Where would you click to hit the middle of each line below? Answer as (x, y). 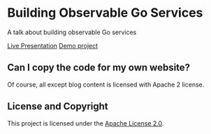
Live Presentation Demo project (53, 45)
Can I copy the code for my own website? (99, 68)
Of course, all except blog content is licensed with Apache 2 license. (106, 84)
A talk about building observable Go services (72, 32)
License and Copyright (58, 106)
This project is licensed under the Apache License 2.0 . (86, 123)
